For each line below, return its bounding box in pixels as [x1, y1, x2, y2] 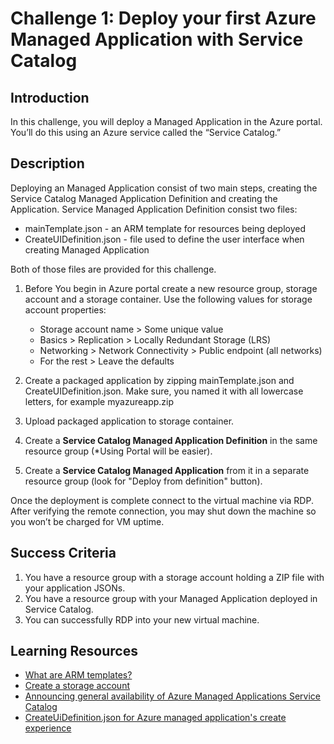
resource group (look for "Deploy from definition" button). [24, 475, 263, 487]
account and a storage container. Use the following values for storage [24, 293, 313, 305]
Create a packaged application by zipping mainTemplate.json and [24, 374, 295, 386]
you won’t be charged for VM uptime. [10, 515, 165, 527]
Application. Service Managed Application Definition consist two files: [10, 203, 298, 215]
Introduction [10, 89, 90, 106]
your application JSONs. [24, 582, 126, 594]
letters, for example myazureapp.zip [24, 395, 175, 407]
